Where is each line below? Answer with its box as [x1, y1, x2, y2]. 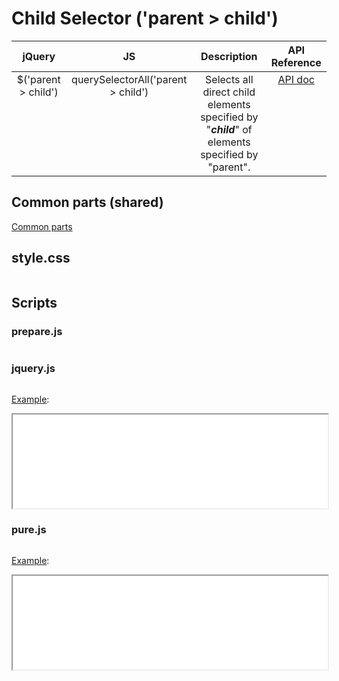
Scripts [11, 294, 58, 311]
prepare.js [11, 324, 63, 338]
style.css [11, 250, 71, 267]
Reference [270, 55, 322, 69]
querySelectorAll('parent [71, 72, 188, 86]
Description [200, 49, 258, 63]
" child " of [205, 122, 253, 136]
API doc [277, 72, 315, 86]
